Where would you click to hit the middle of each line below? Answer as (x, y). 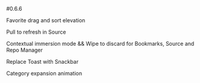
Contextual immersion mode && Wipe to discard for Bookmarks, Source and (100, 44)
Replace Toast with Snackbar (42, 62)
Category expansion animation (44, 73)
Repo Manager (25, 50)
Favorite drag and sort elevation (46, 20)
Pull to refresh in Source (36, 32)
